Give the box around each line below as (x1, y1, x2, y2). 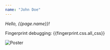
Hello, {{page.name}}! (5, 21, 50, 26)
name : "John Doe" (5, 7, 41, 12)
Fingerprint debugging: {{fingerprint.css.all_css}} (5, 30, 105, 36)
